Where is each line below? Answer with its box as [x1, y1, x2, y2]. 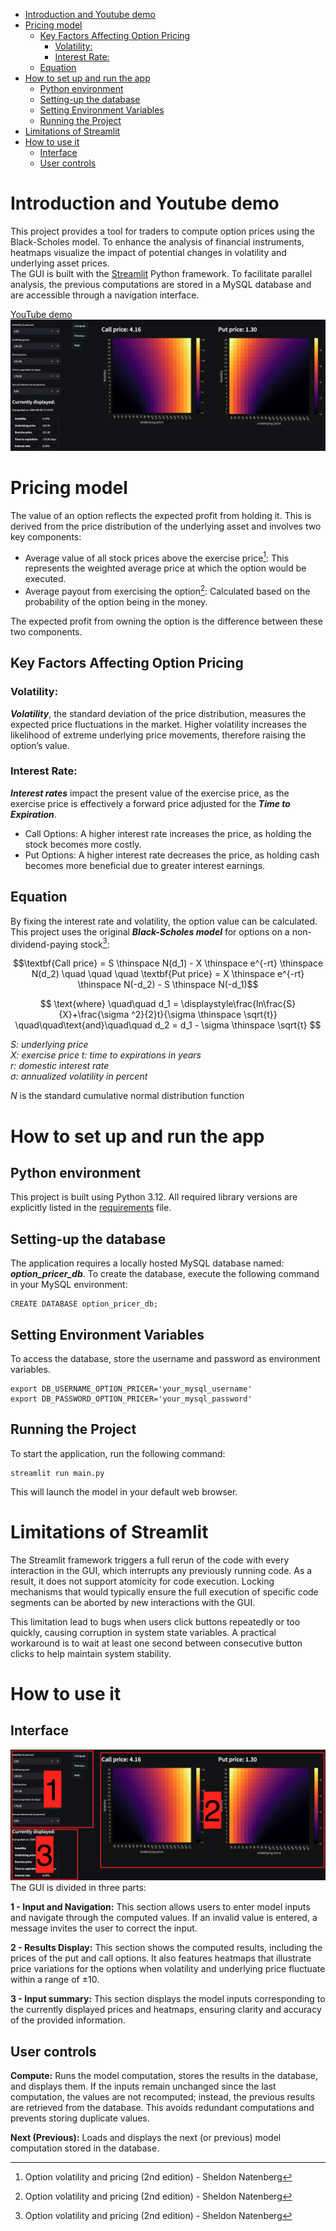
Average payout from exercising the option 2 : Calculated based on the [24, 584, 311, 597]
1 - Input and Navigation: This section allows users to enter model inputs [10, 1901, 311, 1913]
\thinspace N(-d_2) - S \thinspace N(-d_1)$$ [77, 979, 259, 991]
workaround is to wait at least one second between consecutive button [10, 1637, 303, 1649]
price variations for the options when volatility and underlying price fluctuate [10, 1963, 326, 1975]
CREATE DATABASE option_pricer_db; [10, 1299, 159, 1309]
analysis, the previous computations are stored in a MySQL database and [10, 278, 312, 290]
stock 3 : [79, 936, 110, 950]
